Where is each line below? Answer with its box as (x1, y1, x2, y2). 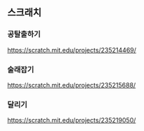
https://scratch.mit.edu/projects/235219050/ (7, 116, 136, 125)
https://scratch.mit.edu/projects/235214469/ (7, 46, 137, 54)
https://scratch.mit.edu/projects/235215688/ (7, 81, 136, 89)
